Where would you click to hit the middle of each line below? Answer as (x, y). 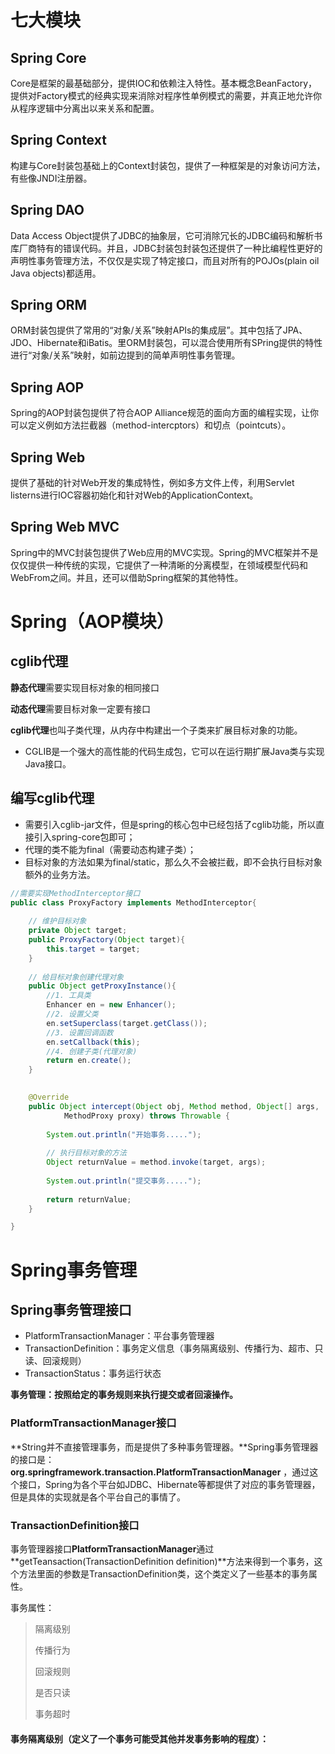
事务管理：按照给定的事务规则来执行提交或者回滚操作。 (124, 1395)
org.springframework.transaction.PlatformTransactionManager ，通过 (160, 1472)
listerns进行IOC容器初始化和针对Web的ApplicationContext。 (134, 495)
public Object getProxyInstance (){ (102, 986)
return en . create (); (89, 1061)
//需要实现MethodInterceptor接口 (75, 893)
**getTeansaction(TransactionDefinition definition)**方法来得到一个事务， (162, 1561)
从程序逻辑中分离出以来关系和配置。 (85, 108)
